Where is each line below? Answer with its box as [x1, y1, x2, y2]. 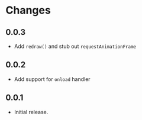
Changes [5, 4, 51, 17]
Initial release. [14, 108, 49, 115]
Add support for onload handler [14, 75, 91, 83]
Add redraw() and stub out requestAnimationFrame [14, 43, 137, 50]
